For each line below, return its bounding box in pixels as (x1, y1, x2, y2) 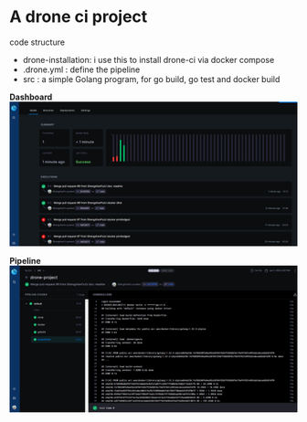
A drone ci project (9, 6, 148, 27)
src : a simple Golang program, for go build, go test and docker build (22, 73, 281, 84)
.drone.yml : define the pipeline (22, 64, 141, 75)
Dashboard (9, 91, 53, 102)
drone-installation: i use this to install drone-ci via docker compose (22, 54, 275, 65)
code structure (9, 37, 66, 47)
